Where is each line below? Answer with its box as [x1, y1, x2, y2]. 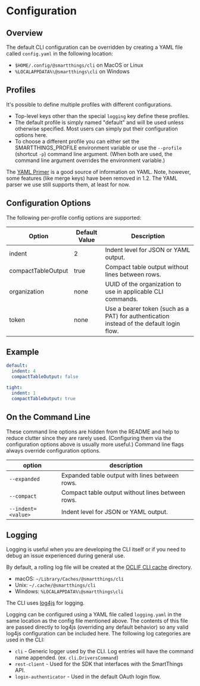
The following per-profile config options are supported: [6, 214, 142, 221]
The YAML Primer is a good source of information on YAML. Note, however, [6, 168, 192, 175]
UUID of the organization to [105, 280, 182, 288]
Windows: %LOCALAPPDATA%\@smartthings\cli [14, 588, 124, 595]
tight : [6, 385, 23, 391]
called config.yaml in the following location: [6, 50, 113, 57]
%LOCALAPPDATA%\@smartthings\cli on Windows [14, 68, 130, 75]
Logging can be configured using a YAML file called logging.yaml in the [6, 611, 182, 618]
